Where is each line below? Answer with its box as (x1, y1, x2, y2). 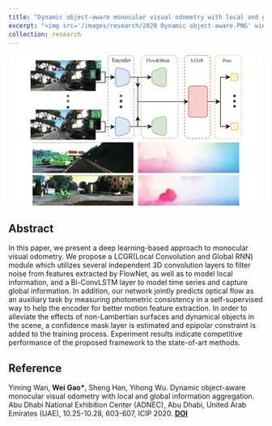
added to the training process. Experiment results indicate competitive (8, 329, 243, 339)
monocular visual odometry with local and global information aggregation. (8, 391, 255, 401)
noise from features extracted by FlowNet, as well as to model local (8, 269, 233, 279)
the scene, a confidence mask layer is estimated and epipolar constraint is (8, 321, 257, 330)
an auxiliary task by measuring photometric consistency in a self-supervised (8, 295, 263, 305)
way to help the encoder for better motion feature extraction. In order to (8, 304, 248, 313)
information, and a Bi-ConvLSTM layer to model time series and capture (8, 278, 249, 288)
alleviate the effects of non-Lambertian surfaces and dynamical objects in (8, 312, 255, 322)
